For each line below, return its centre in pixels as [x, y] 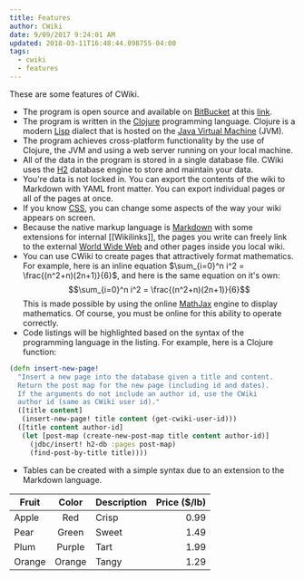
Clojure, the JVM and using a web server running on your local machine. [157, 150]
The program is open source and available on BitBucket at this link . [147, 111]
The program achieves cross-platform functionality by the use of [143, 140]
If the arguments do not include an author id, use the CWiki [137, 394]
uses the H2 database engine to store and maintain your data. [138, 169]
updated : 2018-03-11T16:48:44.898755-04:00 [93, 43]
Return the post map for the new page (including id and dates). [144, 385]
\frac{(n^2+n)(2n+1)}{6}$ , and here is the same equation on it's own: [151, 275]
